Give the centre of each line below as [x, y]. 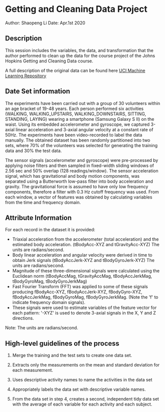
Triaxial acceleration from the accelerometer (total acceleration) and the [85, 239]
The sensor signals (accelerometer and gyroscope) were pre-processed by [82, 160]
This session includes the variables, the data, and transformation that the [80, 50]
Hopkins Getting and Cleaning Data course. [49, 61]
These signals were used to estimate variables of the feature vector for [84, 308]
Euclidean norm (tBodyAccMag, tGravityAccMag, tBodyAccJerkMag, [82, 276]
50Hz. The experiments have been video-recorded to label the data [74, 135]
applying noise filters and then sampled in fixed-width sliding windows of [80, 165]
